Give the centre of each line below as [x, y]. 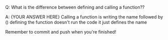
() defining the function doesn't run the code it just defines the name [76, 22]
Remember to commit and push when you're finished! [61, 32]
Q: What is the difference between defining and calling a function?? [75, 7]
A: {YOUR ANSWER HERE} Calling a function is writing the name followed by [84, 17]
